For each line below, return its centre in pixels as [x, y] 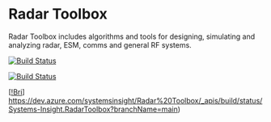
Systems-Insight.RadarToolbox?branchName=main [93, 109]
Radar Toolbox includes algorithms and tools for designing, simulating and [132, 36]
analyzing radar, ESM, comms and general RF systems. [100, 44]
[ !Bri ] [17, 92]
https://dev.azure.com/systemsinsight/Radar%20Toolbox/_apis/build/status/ [135, 100]
